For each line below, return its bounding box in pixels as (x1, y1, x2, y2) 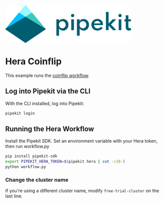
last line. (5, 193, 23, 199)
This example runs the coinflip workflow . (5, 72, 90, 78)
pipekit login (5, 111, 35, 116)
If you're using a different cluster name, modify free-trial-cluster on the (5, 188, 159, 194)
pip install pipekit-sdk (5, 154, 58, 159)
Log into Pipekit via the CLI (5, 87, 91, 96)
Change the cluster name (5, 176, 69, 183)
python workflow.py (5, 164, 46, 170)
